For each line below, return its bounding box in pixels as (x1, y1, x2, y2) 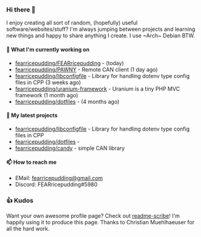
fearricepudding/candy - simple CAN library (15, 144, 125, 152)
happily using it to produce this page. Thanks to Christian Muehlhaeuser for (6, 219, 195, 226)
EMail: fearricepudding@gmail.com (15, 174, 103, 181)
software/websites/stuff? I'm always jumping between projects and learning (6, 25, 196, 33)
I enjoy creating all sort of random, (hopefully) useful (6, 19, 138, 27)
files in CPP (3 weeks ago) (15, 79, 81, 86)
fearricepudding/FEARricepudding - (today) (15, 59, 124, 67)
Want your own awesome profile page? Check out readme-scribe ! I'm (6, 212, 180, 219)
